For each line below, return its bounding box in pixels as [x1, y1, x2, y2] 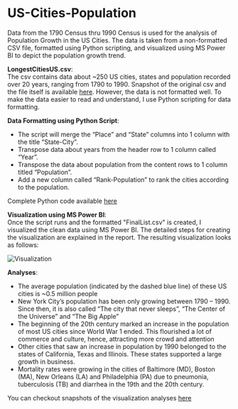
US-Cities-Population [7, 5, 136, 21]
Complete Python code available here [7, 197, 117, 205]
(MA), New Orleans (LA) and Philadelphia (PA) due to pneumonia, [17, 372, 209, 381]
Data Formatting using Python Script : [7, 116, 119, 125]
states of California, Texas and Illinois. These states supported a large [17, 349, 222, 358]
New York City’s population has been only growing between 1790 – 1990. [17, 297, 231, 305]
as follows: [7, 240, 39, 249]
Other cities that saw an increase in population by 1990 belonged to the [17, 342, 227, 351]
